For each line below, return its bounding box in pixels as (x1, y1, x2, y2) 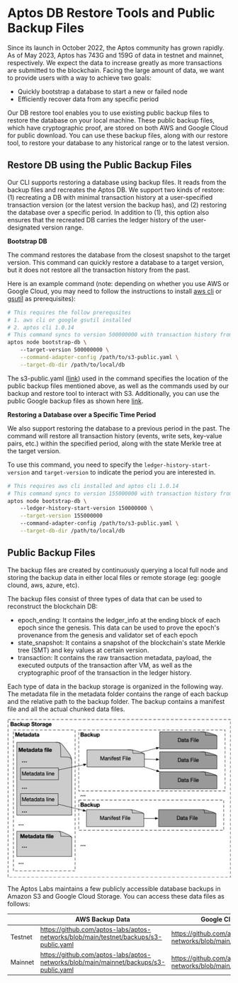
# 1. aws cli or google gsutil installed (7, 317, 132, 324)
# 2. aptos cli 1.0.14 (7, 324, 74, 331)
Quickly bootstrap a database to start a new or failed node (17, 87, 188, 96)
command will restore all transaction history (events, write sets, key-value (7, 431, 222, 440)
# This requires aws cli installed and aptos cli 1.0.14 (7, 482, 179, 489)
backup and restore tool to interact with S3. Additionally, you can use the (7, 389, 220, 397)
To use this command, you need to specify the (7, 460, 143, 469)
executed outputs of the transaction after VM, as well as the (17, 661, 193, 669)
